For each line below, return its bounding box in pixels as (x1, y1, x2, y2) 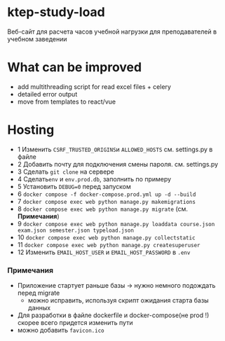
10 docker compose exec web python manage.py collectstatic (17, 232, 196, 242)
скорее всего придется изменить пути (17, 319, 133, 327)
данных (27, 304, 51, 312)
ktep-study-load (7, 4, 105, 20)
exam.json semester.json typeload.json (17, 227, 135, 234)
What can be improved (7, 60, 142, 76)
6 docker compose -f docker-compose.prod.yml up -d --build (17, 190, 196, 198)
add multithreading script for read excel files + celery (17, 82, 172, 91)
